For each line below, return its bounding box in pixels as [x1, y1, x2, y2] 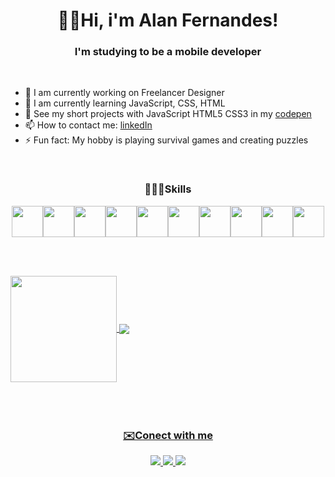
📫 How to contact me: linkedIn [24, 119, 153, 131]
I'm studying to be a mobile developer [74, 45, 262, 59]
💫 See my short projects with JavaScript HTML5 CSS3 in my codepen [24, 108, 312, 120]
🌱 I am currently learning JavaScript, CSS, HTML [24, 97, 226, 109]
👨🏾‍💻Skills [144, 182, 192, 196]
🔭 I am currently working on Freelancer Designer [24, 87, 225, 99]
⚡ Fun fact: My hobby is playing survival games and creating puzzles [24, 134, 309, 146]
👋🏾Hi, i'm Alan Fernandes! [57, 9, 279, 32]
